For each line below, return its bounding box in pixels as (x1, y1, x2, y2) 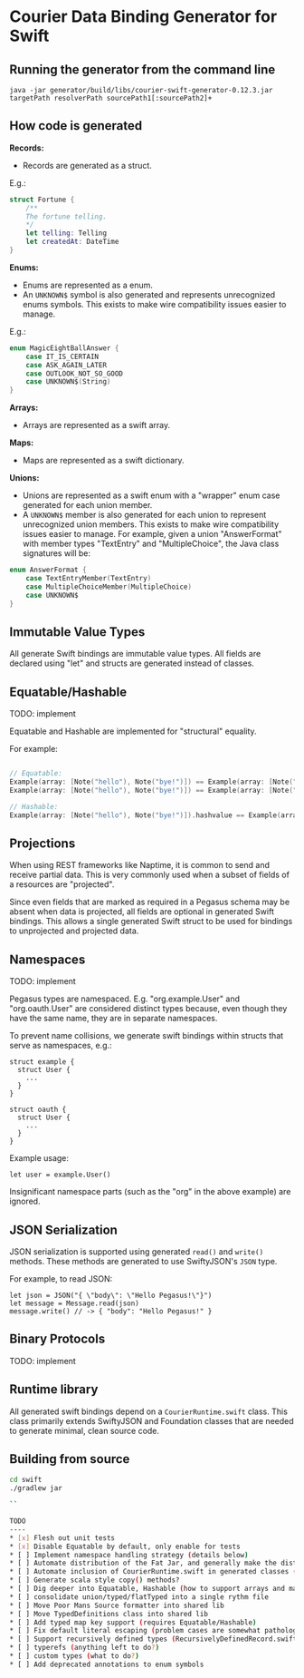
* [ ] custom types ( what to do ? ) (9, 1652, 140, 1661)
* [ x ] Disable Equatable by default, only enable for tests (9, 1542, 242, 1551)
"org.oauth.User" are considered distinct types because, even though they (9, 1003, 288, 1014)
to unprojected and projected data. (9, 925, 139, 936)
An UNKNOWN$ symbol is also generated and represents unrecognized (22, 288, 276, 300)
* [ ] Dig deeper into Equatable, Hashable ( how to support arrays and (9, 1585, 285, 1594)
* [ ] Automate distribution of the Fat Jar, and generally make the (9, 1558, 278, 1568)
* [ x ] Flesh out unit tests (9, 1533, 116, 1543)
